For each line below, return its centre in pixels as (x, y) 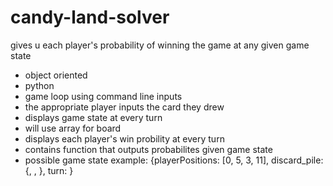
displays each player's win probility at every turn (124, 138)
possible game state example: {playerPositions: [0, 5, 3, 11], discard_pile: (174, 160)
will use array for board (73, 128)
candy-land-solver (90, 17)
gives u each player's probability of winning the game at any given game (160, 45)
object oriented (56, 75)
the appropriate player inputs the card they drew (124, 107)
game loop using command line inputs (103, 96)
